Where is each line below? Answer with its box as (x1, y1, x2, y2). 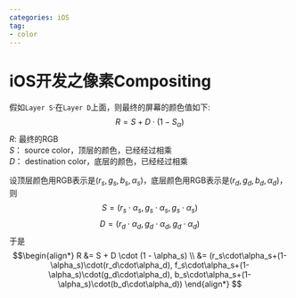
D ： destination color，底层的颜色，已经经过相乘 (9, 156, 189, 167)
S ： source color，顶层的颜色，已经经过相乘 (9, 145, 172, 156)
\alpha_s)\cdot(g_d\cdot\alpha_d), (48, 269, 173, 279)
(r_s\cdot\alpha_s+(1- (209, 250, 287, 261)
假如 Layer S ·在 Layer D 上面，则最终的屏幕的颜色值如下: (9, 102, 211, 112)
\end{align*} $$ (184, 278, 243, 289)
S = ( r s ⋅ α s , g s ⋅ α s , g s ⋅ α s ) (101, 202, 199, 215)
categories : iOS (9, 12, 70, 22)
